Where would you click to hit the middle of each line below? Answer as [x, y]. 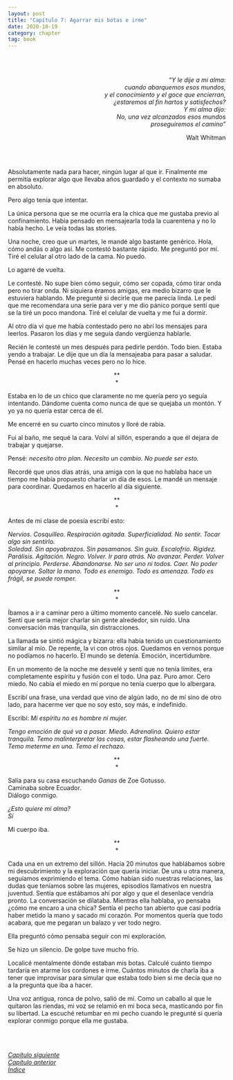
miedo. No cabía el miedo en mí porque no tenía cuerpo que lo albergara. [112, 684]
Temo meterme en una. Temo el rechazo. [66, 746]
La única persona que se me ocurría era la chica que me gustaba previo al [113, 214]
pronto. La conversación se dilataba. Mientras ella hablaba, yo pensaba [109, 901]
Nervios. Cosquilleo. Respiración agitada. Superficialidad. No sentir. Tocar [114, 534]
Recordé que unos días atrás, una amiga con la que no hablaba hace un [110, 472]
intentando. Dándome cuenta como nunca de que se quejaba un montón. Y [115, 404]
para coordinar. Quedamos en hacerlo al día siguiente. [85, 487]
